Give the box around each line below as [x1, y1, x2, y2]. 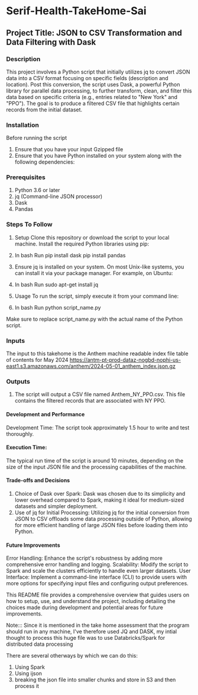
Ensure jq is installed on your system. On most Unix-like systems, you [14, 263, 184, 270]
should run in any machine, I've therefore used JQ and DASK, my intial [6, 628, 177, 635]
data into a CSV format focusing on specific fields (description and [6, 74, 168, 81]
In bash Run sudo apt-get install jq [14, 280, 99, 288]
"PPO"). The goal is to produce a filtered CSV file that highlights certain [6, 100, 180, 107]
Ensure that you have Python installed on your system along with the [14, 152, 182, 160]
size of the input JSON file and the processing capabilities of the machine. [6, 463, 187, 470]
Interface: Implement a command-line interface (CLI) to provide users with [6, 573, 187, 581]
